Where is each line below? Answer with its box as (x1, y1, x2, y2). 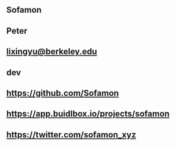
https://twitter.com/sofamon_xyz (6, 130, 136, 140)
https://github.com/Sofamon (6, 88, 119, 98)
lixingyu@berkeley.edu (6, 46, 97, 57)
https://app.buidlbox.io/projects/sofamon (6, 109, 170, 119)
